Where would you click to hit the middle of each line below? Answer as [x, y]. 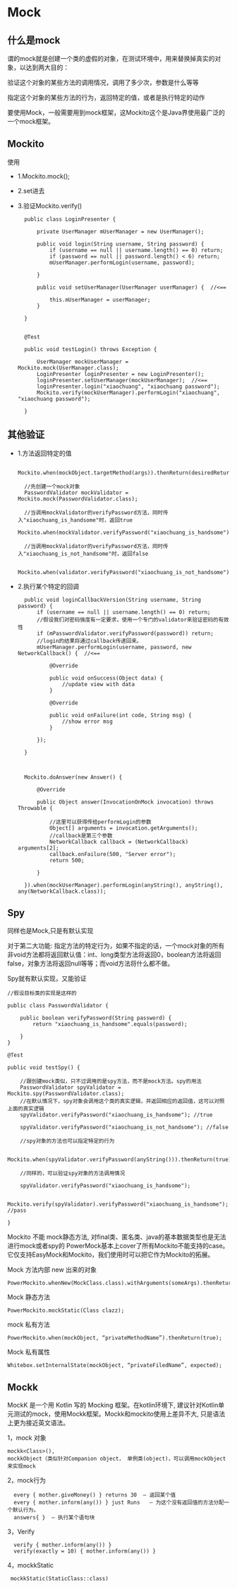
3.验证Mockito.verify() [50, 205]
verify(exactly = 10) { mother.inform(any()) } [85, 1551]
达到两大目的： [47, 67]
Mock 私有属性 [29, 1352]
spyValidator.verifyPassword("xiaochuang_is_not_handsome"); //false [124, 1127]
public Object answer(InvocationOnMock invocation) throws [125, 802]
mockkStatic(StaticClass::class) [60, 1579]
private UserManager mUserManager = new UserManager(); [120, 232]
